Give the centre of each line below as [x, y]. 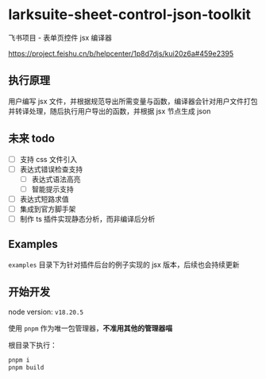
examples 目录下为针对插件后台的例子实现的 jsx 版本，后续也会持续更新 [124, 265]
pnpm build [26, 367]
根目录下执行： [33, 345]
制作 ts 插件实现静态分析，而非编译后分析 [87, 219]
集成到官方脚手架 [48, 209]
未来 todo [32, 139]
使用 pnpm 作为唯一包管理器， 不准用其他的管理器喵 [91, 328]
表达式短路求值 [44, 199]
